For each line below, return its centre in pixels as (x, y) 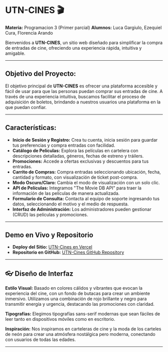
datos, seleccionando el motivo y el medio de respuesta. (70, 204)
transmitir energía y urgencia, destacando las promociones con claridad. (80, 304)
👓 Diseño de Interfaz (39, 273)
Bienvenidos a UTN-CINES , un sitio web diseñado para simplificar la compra (84, 42)
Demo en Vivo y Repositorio (49, 235)
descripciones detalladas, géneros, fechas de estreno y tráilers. (78, 156)
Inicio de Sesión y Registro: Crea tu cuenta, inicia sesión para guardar (85, 140)
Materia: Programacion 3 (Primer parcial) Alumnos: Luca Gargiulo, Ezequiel (83, 27)
